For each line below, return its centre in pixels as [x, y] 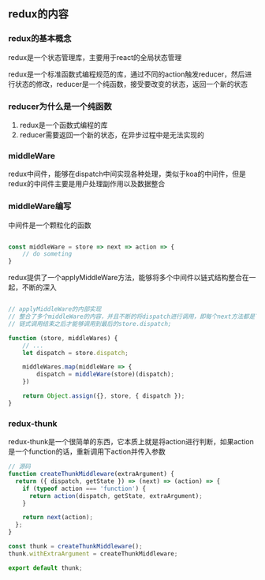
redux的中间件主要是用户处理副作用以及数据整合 [87, 184]
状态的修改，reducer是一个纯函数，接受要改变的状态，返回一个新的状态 [131, 84]
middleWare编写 [40, 206]
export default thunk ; [45, 568]
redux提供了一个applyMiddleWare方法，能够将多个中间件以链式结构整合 [125, 278]
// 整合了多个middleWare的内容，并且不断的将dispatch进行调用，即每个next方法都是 [132, 317]
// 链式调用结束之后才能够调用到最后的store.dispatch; [90, 324]
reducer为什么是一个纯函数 [60, 107]
